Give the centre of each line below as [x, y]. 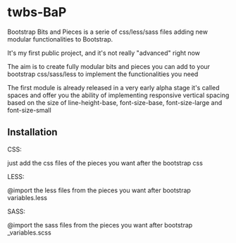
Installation [32, 132]
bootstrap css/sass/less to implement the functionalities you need [103, 74]
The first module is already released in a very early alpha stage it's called [113, 87]
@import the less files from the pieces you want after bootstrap [99, 190]
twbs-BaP [37, 12]
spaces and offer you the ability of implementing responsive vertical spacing [118, 95]
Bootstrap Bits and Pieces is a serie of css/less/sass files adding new [107, 32]
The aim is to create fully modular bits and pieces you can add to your [108, 66]
